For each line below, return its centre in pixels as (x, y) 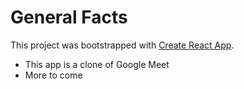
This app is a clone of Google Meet (97, 64)
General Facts (69, 17)
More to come (53, 75)
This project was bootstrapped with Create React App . (122, 45)
